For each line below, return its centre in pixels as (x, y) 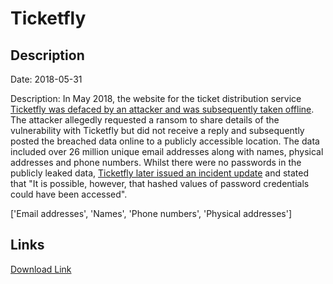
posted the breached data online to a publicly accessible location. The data (165, 141)
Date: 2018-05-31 (46, 79)
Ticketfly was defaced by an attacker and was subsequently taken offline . (162, 109)
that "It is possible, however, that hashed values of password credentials (160, 183)
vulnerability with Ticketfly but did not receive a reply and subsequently (157, 130)
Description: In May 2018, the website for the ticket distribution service (156, 98)
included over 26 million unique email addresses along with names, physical (167, 151)
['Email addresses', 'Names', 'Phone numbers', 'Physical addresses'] (151, 213)
